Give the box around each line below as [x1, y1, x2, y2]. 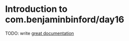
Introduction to [5, 3, 68, 15]
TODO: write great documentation [5, 30, 74, 36]
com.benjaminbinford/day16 [5, 14, 125, 25]
